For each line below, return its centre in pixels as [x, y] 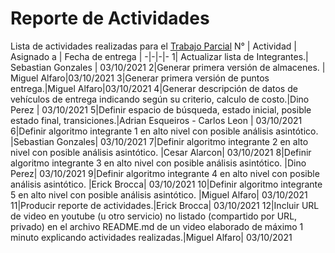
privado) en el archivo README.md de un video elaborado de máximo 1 [157, 226]
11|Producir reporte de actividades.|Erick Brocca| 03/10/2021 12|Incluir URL [165, 205]
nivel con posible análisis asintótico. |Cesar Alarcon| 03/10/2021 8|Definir [161, 152]
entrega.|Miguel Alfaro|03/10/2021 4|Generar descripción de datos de [154, 88]
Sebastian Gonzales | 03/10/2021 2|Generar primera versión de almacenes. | [168, 67]
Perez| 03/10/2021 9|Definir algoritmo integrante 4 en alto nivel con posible [165, 173]
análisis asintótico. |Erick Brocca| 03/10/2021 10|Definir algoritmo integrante [166, 184]
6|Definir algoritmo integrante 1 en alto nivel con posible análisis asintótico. [164, 131]
